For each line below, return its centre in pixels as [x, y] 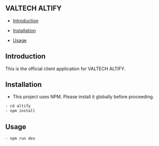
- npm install [20, 111]
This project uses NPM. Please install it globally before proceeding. [83, 97]
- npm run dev [20, 138]
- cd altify [18, 106]
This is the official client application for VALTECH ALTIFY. [65, 69]
